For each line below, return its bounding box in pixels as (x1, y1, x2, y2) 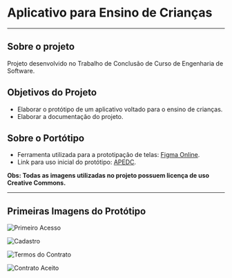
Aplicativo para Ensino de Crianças (7, 5, 213, 21)
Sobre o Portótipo (7, 132, 85, 144)
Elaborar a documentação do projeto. (17, 112, 124, 120)
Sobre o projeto (7, 41, 75, 53)
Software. (7, 66, 35, 75)
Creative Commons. (7, 178, 66, 187)
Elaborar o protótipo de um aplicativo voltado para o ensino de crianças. (17, 105, 223, 113)
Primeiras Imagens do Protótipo (7, 205, 146, 217)
